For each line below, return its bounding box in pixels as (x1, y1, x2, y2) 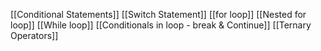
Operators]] (10, 30, 59, 41)
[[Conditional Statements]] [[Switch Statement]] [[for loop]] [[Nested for (10, 9, 307, 20)
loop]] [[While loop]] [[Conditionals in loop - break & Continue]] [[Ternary (10, 19, 312, 31)
